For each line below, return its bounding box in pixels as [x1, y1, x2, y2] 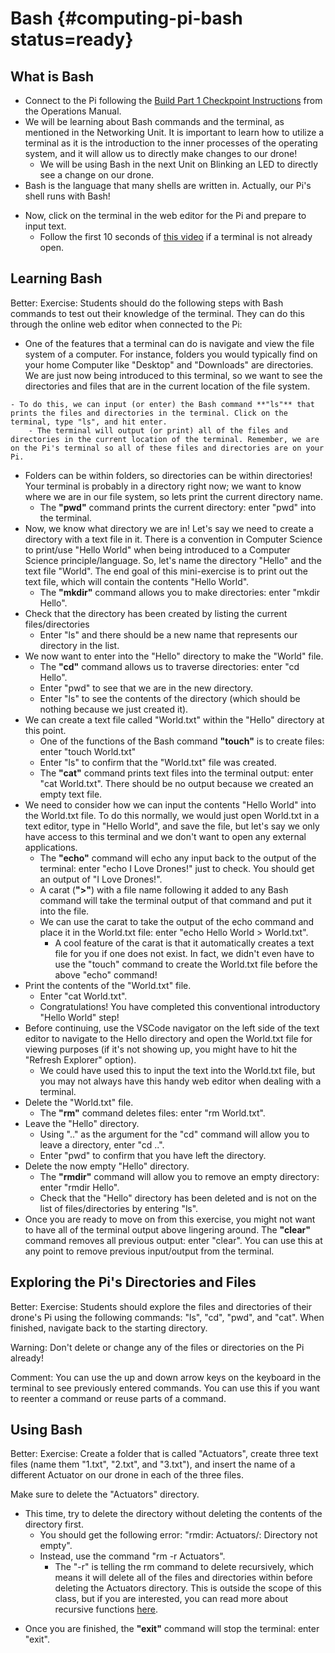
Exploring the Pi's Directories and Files [10, 1274, 257, 1291]
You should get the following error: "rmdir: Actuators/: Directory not [39, 1529, 318, 1541]
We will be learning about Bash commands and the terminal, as [24, 116, 285, 127]
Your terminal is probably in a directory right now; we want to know [24, 480, 302, 492]
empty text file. [39, 788, 103, 800]
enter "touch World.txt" [39, 745, 137, 757]
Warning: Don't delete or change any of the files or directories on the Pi [10, 1341, 305, 1353]
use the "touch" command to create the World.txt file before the [54, 958, 318, 970]
